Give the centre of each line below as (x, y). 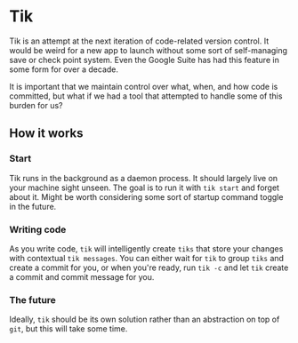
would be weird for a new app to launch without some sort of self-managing (148, 50)
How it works (46, 134)
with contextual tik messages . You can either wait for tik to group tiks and (147, 258)
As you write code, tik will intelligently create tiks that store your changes (146, 248)
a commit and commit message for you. (82, 276)
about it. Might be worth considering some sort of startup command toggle (146, 196)
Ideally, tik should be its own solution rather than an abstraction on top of (145, 319)
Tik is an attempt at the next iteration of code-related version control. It (139, 41)
